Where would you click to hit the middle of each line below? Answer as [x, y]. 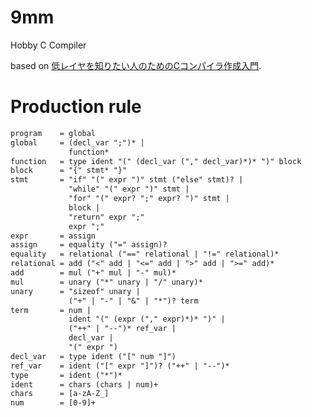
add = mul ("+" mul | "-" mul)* [93, 273]
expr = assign [53, 236]
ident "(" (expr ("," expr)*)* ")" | [147, 319]
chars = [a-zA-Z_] [60, 394]
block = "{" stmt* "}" [69, 171]
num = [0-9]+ [53, 403]
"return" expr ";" [106, 217]
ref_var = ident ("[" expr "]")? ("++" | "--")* [120, 366]
